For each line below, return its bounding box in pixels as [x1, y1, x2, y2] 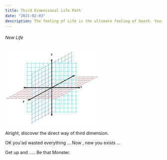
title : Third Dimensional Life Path [5, 8, 81, 13]
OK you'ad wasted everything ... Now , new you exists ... [5, 140, 121, 146]
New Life [5, 34, 23, 40]
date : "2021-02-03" [5, 13, 46, 18]
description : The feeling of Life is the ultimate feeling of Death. [5, 18, 153, 23]
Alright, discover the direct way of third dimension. [5, 130, 109, 136]
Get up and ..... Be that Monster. [5, 149, 71, 155]
